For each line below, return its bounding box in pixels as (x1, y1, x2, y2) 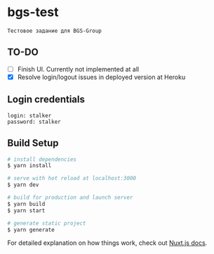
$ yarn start (7, 207, 46, 214)
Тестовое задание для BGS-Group (7, 27, 102, 34)
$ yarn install (7, 162, 52, 169)
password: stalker (7, 118, 61, 125)
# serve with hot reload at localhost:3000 (7, 175, 137, 182)
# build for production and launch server (7, 194, 133, 201)
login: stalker (7, 112, 52, 119)
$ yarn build (7, 200, 46, 207)
